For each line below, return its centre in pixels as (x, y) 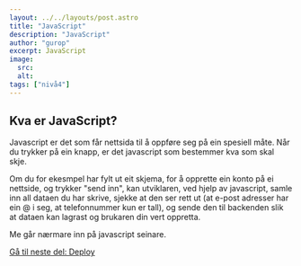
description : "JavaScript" (60, 34)
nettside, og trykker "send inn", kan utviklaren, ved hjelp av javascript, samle (151, 189)
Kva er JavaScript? (63, 121)
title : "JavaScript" (48, 26)
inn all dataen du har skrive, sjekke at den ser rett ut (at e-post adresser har (149, 198)
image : (22, 59)
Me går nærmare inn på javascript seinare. (88, 235)
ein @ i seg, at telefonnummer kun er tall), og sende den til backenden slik (146, 208)
